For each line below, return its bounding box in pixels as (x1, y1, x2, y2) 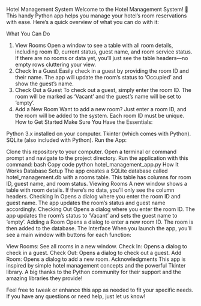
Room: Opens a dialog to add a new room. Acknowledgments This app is (6, 256, 186, 263)
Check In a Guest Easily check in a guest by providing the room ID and (14, 67, 189, 75)
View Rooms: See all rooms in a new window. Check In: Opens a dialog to (6, 243, 188, 249)
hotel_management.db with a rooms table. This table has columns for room (6, 174, 191, 180)
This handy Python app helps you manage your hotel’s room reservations (6, 12, 187, 19)
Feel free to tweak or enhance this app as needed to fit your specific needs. (6, 286, 194, 293)
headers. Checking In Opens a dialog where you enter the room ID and (6, 193, 181, 200)
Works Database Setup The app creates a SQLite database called (6, 167, 168, 174)
